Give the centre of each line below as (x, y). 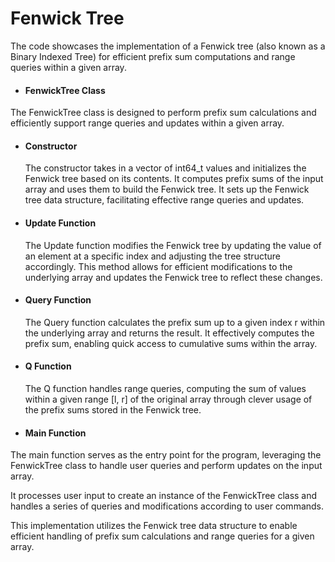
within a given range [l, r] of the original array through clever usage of (168, 399)
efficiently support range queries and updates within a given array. (147, 123)
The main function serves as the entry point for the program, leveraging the (166, 455)
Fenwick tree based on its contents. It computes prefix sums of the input (174, 179)
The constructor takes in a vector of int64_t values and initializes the (165, 168)
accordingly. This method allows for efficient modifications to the (158, 266)
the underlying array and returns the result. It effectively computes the (169, 333)
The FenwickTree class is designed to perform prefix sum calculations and (163, 113)
